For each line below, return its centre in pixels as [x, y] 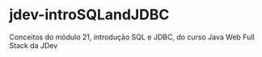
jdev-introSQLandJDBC [89, 15]
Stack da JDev [34, 45]
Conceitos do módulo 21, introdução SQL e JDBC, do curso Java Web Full [132, 37]
